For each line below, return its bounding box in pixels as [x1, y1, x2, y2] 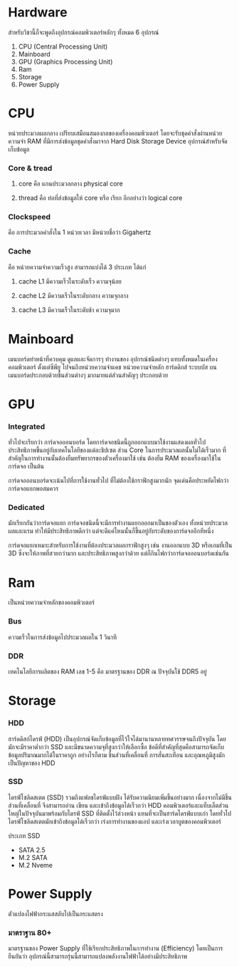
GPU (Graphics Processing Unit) [18, 57, 113, 66]
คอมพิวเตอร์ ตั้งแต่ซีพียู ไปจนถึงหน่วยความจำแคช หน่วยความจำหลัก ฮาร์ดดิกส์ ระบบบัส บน [8, 362, 217, 371]
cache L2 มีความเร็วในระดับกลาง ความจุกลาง [18, 291, 129, 300]
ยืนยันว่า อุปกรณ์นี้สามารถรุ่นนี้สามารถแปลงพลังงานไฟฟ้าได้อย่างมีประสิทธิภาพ [8, 952, 188, 961]
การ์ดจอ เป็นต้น [8, 462, 45, 471]
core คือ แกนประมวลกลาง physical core [18, 179, 124, 188]
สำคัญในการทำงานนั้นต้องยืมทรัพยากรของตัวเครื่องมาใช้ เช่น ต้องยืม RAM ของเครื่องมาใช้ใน [8, 454, 221, 463]
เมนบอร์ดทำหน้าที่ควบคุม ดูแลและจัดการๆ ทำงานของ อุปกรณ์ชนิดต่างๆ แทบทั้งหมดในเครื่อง [8, 354, 218, 363]
